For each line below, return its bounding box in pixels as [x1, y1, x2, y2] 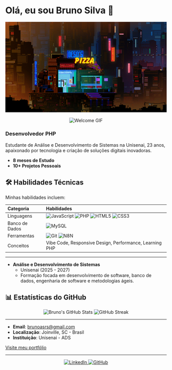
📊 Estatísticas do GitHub [5, 293, 87, 302]
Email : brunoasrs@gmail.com [12, 324, 75, 330]
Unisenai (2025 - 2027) [20, 267, 70, 273]
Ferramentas [7, 233, 35, 239]
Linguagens [7, 213, 32, 219]
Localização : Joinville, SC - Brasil [12, 329, 84, 335]
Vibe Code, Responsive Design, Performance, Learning [46, 240, 162, 246]
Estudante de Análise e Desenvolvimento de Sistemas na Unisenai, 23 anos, [5, 142, 165, 148]
